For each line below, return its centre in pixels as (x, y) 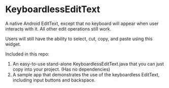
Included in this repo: (27, 54)
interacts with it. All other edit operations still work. (58, 28)
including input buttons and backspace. (54, 80)
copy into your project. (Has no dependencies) (61, 69)
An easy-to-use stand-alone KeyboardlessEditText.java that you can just (88, 64)
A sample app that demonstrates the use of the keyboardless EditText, (86, 74)
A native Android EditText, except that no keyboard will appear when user (82, 23)
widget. (13, 44)
